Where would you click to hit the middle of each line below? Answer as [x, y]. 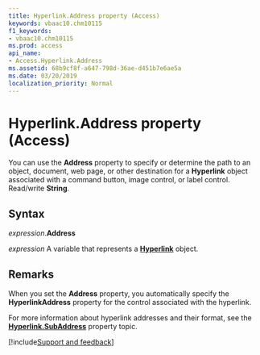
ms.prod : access [35, 46]
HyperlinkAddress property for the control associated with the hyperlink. [130, 303]
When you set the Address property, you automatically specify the [119, 294]
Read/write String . [39, 188]
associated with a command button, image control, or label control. [120, 180]
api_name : [25, 53]
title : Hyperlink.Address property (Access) [84, 16]
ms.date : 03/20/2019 [43, 76]
